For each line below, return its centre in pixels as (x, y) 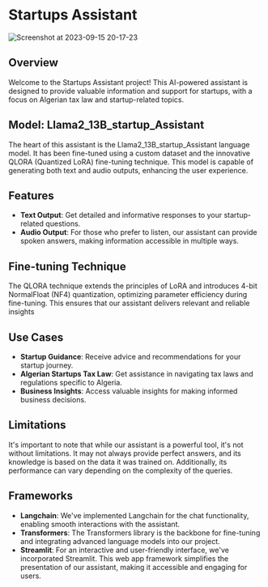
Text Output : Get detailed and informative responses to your (121, 215)
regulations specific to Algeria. (71, 383)
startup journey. (47, 365)
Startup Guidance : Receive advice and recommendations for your (130, 357)
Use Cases (36, 337)
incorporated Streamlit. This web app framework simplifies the (124, 558)
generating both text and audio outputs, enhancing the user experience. (128, 170)
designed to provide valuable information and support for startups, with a (130, 91)
